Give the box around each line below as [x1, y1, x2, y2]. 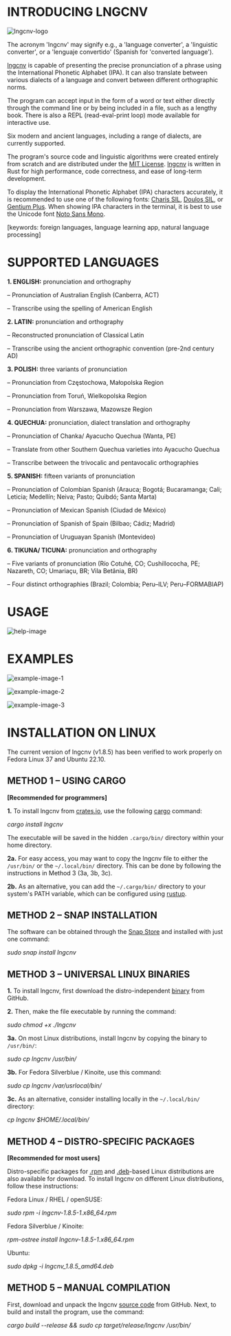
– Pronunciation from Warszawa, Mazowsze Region [7, 405, 153, 413]
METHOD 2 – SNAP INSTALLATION [7, 909, 158, 921]
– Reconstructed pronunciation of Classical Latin [7, 330, 144, 339]
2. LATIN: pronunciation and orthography [7, 317, 124, 326]
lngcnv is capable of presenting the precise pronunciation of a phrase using [7, 61, 222, 69]
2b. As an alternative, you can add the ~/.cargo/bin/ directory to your [7, 882, 206, 890]
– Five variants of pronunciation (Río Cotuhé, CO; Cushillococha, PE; [7, 559, 201, 568]
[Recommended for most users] [7, 1153, 100, 1162]
